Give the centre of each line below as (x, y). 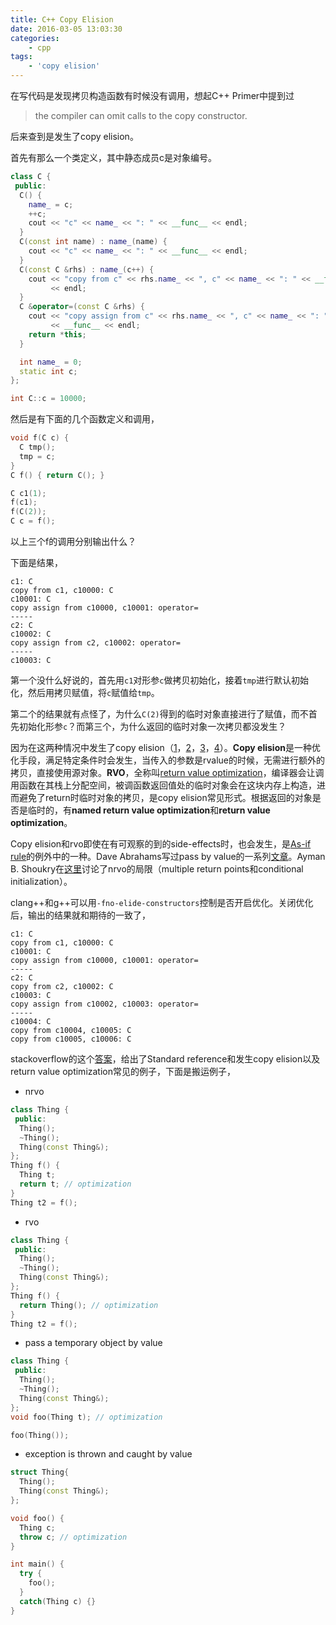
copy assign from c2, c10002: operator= (96, 643)
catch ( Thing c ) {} (58, 1601)
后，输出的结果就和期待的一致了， (80, 915)
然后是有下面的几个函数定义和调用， (85, 419)
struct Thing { (40, 1472)
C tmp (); (37, 447)
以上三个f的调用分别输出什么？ (73, 541)
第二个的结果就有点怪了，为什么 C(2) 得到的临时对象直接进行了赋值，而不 (159, 714)
